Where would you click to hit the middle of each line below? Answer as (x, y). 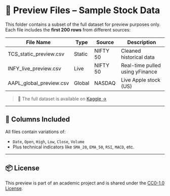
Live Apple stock (141, 80)
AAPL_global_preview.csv (38, 83)
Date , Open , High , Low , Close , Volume (48, 141)
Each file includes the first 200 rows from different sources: (68, 29)
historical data (138, 57)
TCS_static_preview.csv (36, 54)
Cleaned (131, 51)
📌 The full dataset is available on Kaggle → (62, 99)
